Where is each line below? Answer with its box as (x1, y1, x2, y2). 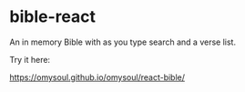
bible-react (9, 6, 96, 27)
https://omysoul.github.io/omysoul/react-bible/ (9, 71, 185, 83)
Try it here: (9, 54, 51, 65)
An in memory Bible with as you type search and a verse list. (9, 36, 237, 47)
